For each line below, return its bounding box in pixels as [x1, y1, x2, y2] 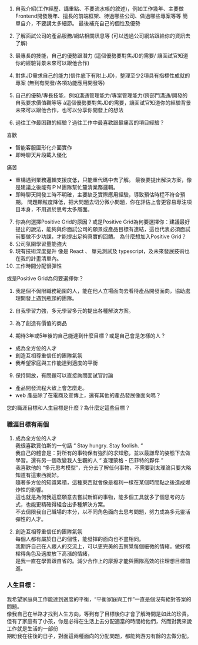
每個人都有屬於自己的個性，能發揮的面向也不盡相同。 [15, 536, 145, 543]
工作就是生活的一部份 [6, 625, 58, 632]
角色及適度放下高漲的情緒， [25, 550, 93, 557]
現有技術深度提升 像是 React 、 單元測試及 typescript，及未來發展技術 [15, 248, 184, 255]
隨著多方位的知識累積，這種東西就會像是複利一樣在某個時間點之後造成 [15, 479, 186, 486]
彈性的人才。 [15, 516, 46, 523]
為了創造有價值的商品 [15, 320, 67, 326]
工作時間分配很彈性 [15, 262, 62, 269]
